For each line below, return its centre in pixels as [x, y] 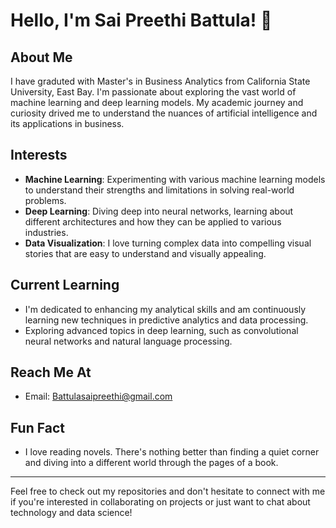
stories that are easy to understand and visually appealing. [145, 253]
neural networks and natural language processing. [128, 341]
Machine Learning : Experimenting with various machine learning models [175, 179]
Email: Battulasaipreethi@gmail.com [98, 396]
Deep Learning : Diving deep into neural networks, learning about [159, 211]
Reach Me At [51, 372]
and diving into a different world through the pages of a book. [151, 463]
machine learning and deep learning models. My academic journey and [157, 102]
